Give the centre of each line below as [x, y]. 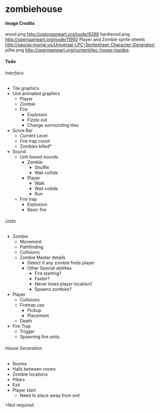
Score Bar [23, 131]
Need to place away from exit [50, 395]
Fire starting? [48, 273]
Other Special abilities [49, 268]
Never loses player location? [63, 284]
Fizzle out [37, 120]
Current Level [34, 136]
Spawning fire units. [40, 337]
